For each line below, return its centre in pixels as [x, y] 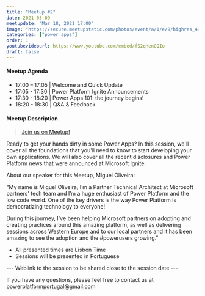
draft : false [23, 52]
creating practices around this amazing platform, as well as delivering [94, 225]
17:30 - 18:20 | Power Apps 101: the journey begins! [79, 98]
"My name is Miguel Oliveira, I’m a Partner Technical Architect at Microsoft [100, 187]
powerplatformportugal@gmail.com [51, 287]
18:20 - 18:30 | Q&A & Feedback [55, 104]
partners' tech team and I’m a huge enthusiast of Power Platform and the [98, 194]
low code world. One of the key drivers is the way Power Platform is [92, 200]
